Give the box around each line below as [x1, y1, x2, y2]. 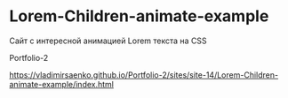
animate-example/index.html [9, 79, 114, 89]
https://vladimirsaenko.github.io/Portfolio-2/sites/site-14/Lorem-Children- [9, 69, 278, 80]
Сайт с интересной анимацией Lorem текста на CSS [9, 35, 207, 46]
